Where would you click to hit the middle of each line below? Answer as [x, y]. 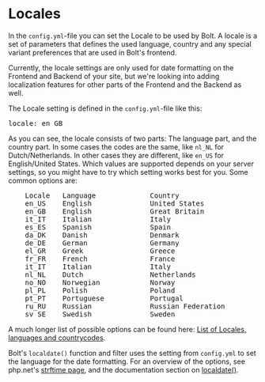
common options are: [43, 180]
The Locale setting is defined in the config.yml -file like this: [105, 108]
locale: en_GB [36, 123]
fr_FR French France [100, 259]
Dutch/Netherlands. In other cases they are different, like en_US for [116, 155]
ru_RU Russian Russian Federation [125, 306]
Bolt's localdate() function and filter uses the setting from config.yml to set [132, 353]
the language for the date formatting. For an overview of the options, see [127, 361]
